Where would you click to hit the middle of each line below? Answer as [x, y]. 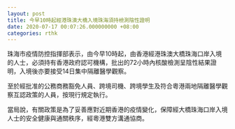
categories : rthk [33, 33]
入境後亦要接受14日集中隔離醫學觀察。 [75, 71]
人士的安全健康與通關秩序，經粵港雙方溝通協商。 [78, 119]
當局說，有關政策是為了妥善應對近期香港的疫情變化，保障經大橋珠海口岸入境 [117, 109]
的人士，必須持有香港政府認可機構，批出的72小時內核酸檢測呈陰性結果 [109, 63]
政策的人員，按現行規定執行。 [69, 95]
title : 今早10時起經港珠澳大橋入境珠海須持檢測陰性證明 [79, 20]
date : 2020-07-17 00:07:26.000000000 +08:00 [73, 26]
